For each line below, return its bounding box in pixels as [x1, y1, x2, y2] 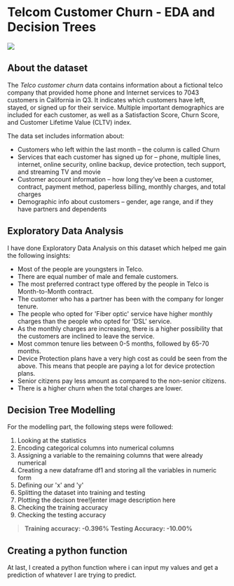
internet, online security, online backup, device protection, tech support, [17, 160, 226, 168]
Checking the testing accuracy [17, 511, 106, 519]
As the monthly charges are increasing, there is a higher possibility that [17, 324, 223, 333]
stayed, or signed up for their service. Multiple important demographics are [7, 103, 224, 111]
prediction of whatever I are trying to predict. [7, 571, 137, 579]
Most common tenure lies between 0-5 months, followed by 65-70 [17, 339, 209, 348]
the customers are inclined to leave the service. [17, 332, 155, 340]
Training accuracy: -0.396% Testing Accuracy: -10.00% [24, 524, 193, 533]
